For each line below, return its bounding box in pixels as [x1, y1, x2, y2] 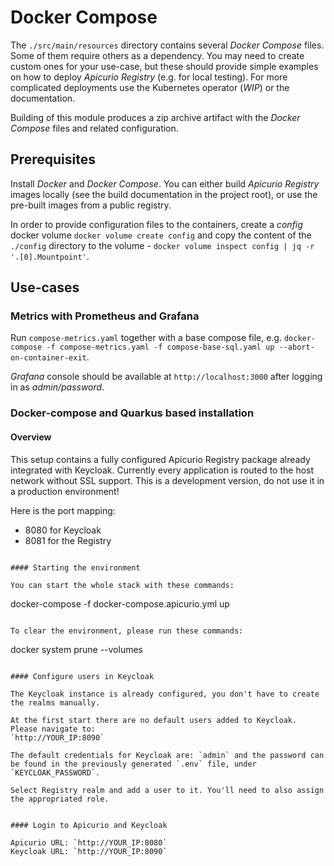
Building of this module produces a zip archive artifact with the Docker [10, 111, 301, 123]
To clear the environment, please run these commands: [10, 626, 244, 636]
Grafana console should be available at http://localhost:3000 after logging [10, 371, 323, 383]
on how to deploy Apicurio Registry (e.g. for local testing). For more [10, 71, 288, 83]
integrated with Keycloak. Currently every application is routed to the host [10, 464, 315, 476]
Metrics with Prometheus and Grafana [10, 309, 200, 323]
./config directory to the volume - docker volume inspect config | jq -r [10, 239, 315, 251]
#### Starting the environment [10, 562, 141, 573]
